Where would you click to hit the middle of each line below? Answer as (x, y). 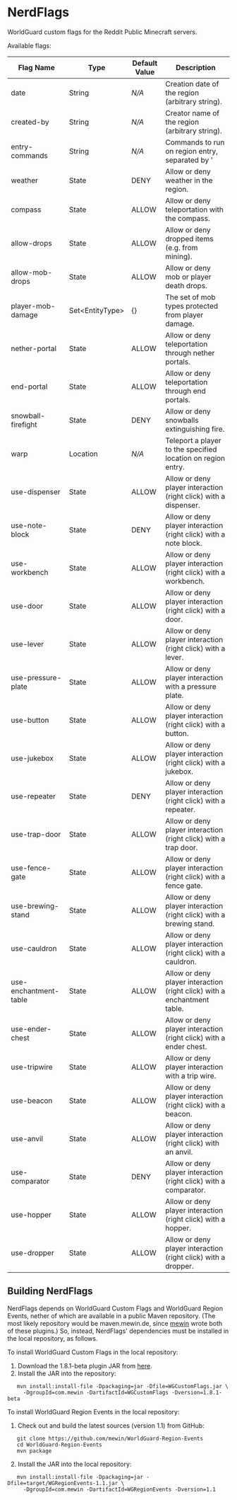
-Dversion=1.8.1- (197, 1392)
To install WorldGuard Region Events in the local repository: (93, 1412)
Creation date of (192, 84)
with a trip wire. (191, 1075)
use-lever (28, 643)
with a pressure (191, 686)
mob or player (188, 277)
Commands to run (195, 142)
